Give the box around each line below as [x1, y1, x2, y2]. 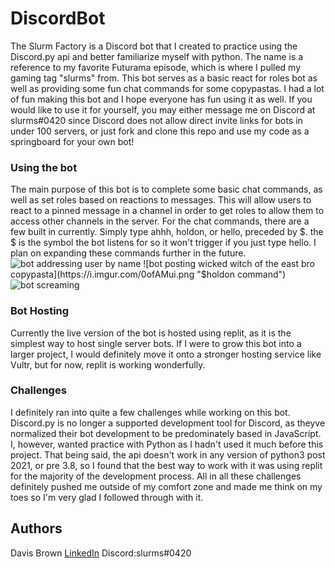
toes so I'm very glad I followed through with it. [10, 491, 204, 503]
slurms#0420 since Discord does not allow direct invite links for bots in [10, 114, 303, 126]
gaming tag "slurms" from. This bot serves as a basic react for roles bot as [10, 72, 318, 84]
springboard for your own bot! [10, 135, 135, 147]
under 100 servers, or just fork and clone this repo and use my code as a [10, 125, 310, 137]
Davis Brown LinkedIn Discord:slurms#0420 [10, 547, 192, 559]
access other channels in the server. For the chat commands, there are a [10, 215, 310, 227]
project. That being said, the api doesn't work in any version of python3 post [10, 448, 326, 461]
